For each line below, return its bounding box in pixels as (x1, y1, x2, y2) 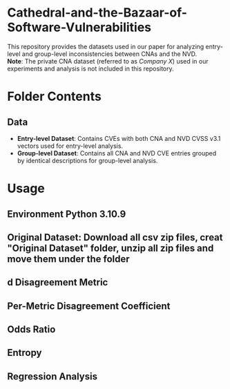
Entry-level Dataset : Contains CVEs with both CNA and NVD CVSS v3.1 (17, 134, 221, 142)
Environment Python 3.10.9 (7, 208, 126, 220)
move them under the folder (7, 253, 130, 265)
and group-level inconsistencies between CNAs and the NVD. (21, 50, 198, 58)
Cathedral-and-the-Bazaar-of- (7, 5, 188, 21)
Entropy (7, 347, 42, 359)
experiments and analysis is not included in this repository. (7, 64, 174, 73)
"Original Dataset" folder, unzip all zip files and (7, 242, 214, 254)
